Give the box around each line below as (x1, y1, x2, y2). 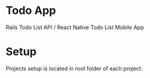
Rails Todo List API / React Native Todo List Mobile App (5, 24, 144, 31)
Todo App (5, 4, 56, 18)
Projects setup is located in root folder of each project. (5, 65, 143, 72)
